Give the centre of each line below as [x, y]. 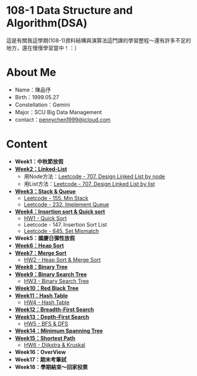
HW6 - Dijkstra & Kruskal [54, 345]
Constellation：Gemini [42, 105]
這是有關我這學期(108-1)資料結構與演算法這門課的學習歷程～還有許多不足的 [99, 40]
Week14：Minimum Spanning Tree [59, 331]
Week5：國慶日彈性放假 [45, 238]
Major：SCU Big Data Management [58, 112]
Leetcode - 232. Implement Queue [66, 204]
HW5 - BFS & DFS [46, 323]
